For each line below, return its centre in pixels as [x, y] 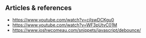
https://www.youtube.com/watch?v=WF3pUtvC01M [65, 25]
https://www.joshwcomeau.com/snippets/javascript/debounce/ [76, 30]
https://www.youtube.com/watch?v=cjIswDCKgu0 [63, 19]
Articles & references [38, 8]
